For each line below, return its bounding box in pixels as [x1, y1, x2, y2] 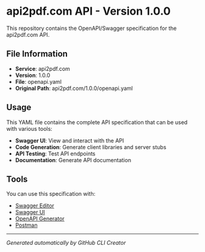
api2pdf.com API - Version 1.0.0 [6, 4, 171, 18]
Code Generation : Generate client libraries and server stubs [15, 143, 167, 150]
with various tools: [6, 125, 53, 132]
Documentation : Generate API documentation [15, 156, 131, 163]
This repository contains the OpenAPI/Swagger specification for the [6, 24, 177, 32]
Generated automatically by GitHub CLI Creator [6, 239, 126, 246]
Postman [15, 221, 38, 229]
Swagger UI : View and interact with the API [15, 136, 124, 144]
